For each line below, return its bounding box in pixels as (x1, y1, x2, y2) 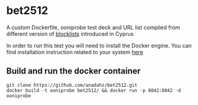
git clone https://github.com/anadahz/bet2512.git (6, 82, 138, 88)
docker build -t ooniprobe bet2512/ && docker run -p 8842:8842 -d (6, 87, 182, 93)
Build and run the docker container (6, 66, 141, 76)
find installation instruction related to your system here (6, 48, 143, 55)
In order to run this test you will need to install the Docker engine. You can (6, 42, 192, 49)
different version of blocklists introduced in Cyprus (6, 30, 134, 37)
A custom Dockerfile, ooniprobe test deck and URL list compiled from (6, 24, 181, 31)
